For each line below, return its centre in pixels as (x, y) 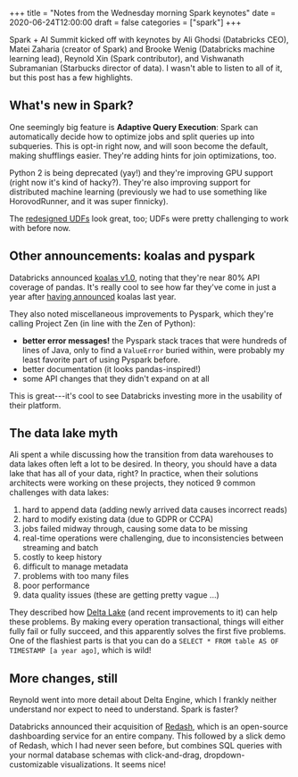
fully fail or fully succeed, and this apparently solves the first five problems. (148, 632)
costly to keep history (62, 558)
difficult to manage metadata (75, 566)
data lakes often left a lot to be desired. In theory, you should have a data (143, 464)
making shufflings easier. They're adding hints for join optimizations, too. (143, 155)
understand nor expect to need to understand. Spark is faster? (124, 709)
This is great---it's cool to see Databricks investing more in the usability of (146, 395)
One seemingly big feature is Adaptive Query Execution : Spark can (134, 127)
